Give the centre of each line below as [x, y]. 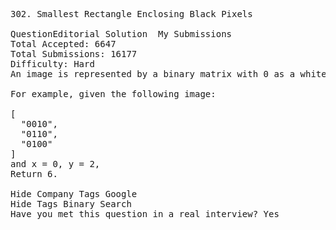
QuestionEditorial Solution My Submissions [121, 34]
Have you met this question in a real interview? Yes [145, 214]
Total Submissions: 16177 [74, 54]
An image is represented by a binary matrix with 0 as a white [168, 74]
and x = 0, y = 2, [55, 164]
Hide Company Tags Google [74, 194]
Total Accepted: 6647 [63, 44]
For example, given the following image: [113, 94]
